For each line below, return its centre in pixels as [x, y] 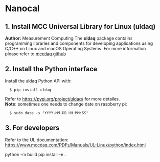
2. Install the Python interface [51, 69]
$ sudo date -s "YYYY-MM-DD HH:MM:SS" [49, 113]
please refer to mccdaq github [35, 54]
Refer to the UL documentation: [37, 140]
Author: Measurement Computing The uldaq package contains [69, 38]
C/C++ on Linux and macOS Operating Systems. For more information [76, 49]
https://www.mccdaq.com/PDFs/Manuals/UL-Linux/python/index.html [75, 145]
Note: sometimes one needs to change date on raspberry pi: [66, 104]
